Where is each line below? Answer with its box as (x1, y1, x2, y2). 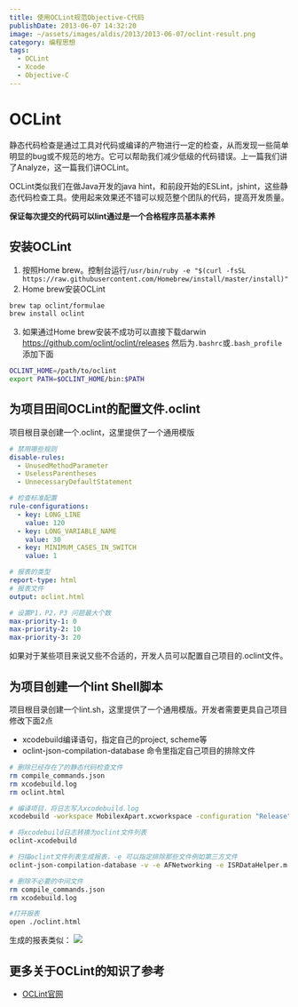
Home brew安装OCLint (21, 284, 106, 294)
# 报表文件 (9, 584, 44, 593)
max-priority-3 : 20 (9, 633, 82, 643)
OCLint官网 (21, 988, 64, 999)
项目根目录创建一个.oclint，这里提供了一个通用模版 (9, 427, 195, 437)
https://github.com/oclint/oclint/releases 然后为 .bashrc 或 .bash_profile (21, 338, 282, 348)
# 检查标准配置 (9, 494, 58, 503)
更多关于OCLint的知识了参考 (9, 963, 166, 979)
